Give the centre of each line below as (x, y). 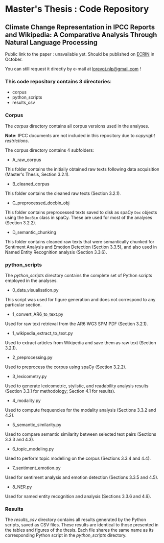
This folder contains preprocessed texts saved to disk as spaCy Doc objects (81, 212)
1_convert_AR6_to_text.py (38, 314)
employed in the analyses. (31, 281)
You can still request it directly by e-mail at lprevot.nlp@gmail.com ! (73, 69)
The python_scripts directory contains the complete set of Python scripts (79, 275)
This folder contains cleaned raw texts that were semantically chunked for (80, 241)
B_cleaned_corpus (31, 184)
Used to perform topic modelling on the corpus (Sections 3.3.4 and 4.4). (78, 458)
